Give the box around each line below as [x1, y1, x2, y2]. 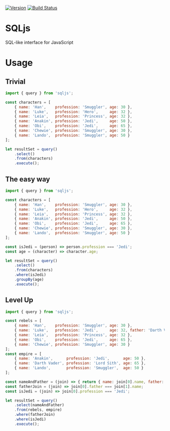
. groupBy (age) [14, 277, 44, 282]
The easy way [5, 175, 51, 184]
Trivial [5, 77, 26, 86]
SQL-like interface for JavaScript [5, 39, 73, 45]
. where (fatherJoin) [14, 412, 56, 417]
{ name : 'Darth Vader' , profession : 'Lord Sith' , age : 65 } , [14, 361, 146, 366]
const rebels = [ [5, 318, 42, 324]
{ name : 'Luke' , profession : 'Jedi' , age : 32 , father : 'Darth [14, 328, 162, 333]
